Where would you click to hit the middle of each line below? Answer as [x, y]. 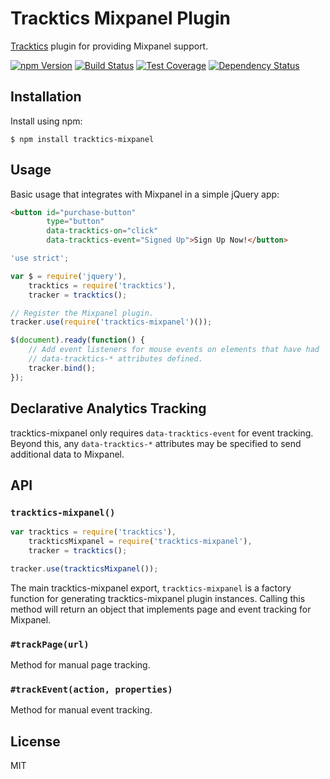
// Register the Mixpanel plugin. [82, 313]
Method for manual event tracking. [81, 710]
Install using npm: [46, 121]
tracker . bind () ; [62, 368]
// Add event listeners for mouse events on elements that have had [174, 350]
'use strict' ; [40, 258]
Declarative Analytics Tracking [108, 408]
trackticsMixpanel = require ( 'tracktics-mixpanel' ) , [140, 542]
